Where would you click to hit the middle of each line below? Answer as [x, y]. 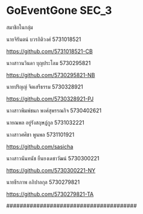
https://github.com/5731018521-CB [49, 51]
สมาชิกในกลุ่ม [20, 27]
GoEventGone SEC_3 [59, 11]
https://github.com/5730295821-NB [51, 75]
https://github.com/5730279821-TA [50, 194]
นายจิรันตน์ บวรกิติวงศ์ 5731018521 [44, 39]
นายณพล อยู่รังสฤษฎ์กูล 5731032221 [45, 122]
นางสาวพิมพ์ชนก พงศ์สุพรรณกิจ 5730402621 [54, 110]
